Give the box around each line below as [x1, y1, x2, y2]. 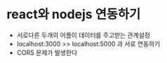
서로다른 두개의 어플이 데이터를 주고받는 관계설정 [16, 31, 150, 39]
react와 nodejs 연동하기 [6, 6, 141, 22]
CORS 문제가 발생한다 [16, 48, 78, 57]
